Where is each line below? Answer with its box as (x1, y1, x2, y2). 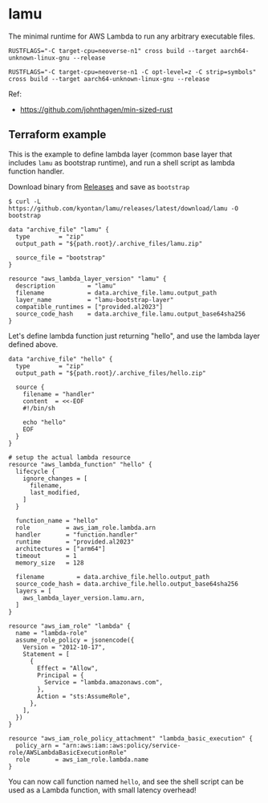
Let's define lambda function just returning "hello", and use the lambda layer (8, 331, 261, 340)
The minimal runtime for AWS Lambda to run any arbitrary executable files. (8, 31, 255, 41)
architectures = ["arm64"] (15, 544, 106, 552)
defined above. (8, 339, 59, 349)
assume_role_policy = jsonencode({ (15, 636, 135, 644)
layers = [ (15, 587, 52, 595)
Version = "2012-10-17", (22, 643, 106, 651)
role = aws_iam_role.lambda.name (15, 756, 149, 764)
